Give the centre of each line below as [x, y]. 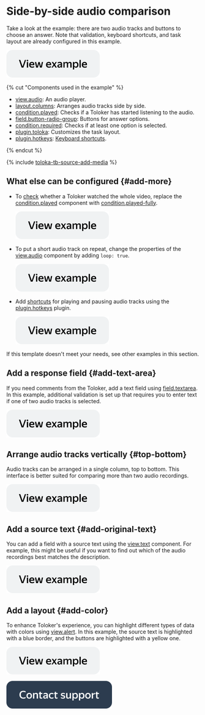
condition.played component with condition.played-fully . [86, 203]
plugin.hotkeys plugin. [43, 307]
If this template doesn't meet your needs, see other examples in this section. [103, 354]
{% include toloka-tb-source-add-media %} [62, 162]
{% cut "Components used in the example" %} [65, 87]
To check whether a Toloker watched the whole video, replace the [99, 196]
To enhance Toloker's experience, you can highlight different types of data [100, 625]
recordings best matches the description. [58, 557]
